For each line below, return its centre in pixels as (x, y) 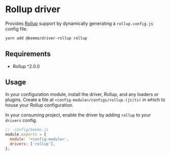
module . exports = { (26, 135)
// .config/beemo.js (27, 130)
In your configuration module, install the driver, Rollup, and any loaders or (82, 95)
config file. (16, 28)
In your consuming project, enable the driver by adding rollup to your (78, 115)
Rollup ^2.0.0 (26, 66)
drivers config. (21, 120)
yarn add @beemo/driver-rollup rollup (46, 38)
